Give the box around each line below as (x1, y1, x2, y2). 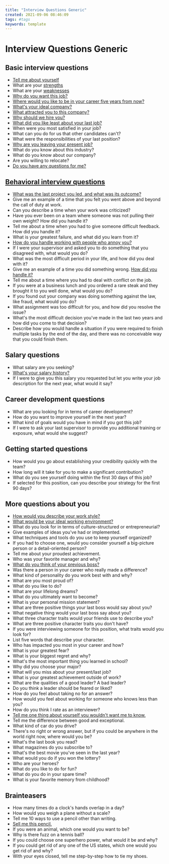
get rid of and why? (12, 848, 53, 854)
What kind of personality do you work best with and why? (12, 572, 133, 579)
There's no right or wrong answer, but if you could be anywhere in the (12, 728, 158, 734)
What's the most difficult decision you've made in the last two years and (12, 315, 163, 321)
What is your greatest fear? (12, 647, 70, 653)
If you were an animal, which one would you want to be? (12, 826, 130, 833)
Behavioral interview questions (5, 178, 105, 186)
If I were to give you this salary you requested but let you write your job (12, 375, 161, 381)
